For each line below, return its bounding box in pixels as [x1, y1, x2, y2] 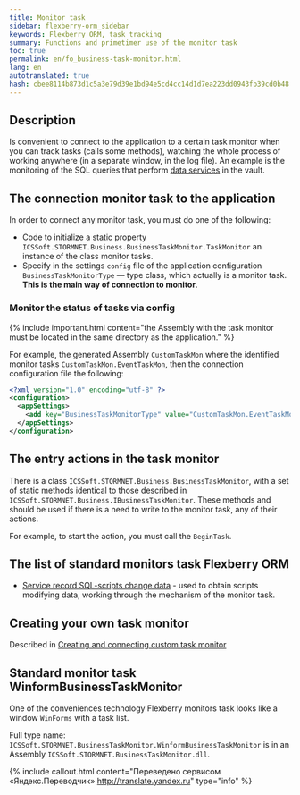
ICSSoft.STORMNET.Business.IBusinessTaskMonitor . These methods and [9, 494, 271, 505]
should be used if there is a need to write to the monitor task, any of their [9, 503, 278, 514]
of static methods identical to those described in [9, 485, 187, 495]
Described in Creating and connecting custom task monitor [9, 639, 227, 650]
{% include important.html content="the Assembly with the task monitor [9, 322, 274, 333]
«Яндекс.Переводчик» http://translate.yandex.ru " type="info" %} [9, 775, 253, 787]
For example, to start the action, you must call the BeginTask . [9, 530, 232, 541]
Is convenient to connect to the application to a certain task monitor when [9, 136, 280, 148]
